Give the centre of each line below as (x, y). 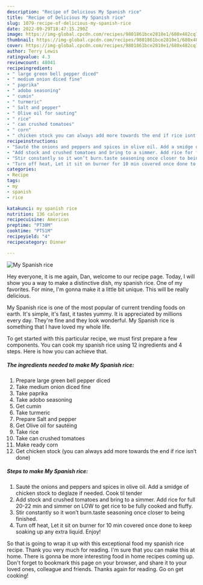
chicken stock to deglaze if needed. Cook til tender (79, 493)
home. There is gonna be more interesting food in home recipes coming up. (101, 556)
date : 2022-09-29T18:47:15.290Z (47, 29)
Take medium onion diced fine (53, 387)
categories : (22, 169)
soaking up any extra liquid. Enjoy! (58, 531)
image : (15, 34)
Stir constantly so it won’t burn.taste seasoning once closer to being (100, 512)
